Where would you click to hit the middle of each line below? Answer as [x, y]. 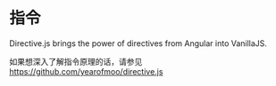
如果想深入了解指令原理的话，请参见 [76, 61]
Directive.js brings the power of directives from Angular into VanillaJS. [138, 43]
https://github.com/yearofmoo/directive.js [86, 71]
